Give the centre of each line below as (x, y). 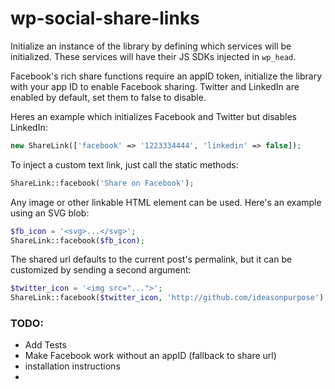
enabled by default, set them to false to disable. (108, 97)
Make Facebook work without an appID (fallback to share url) (150, 356)
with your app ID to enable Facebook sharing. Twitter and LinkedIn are (155, 86)
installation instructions (72, 366)
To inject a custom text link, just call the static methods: (124, 164)
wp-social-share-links (105, 18)
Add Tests (45, 345)
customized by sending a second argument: (101, 270)
